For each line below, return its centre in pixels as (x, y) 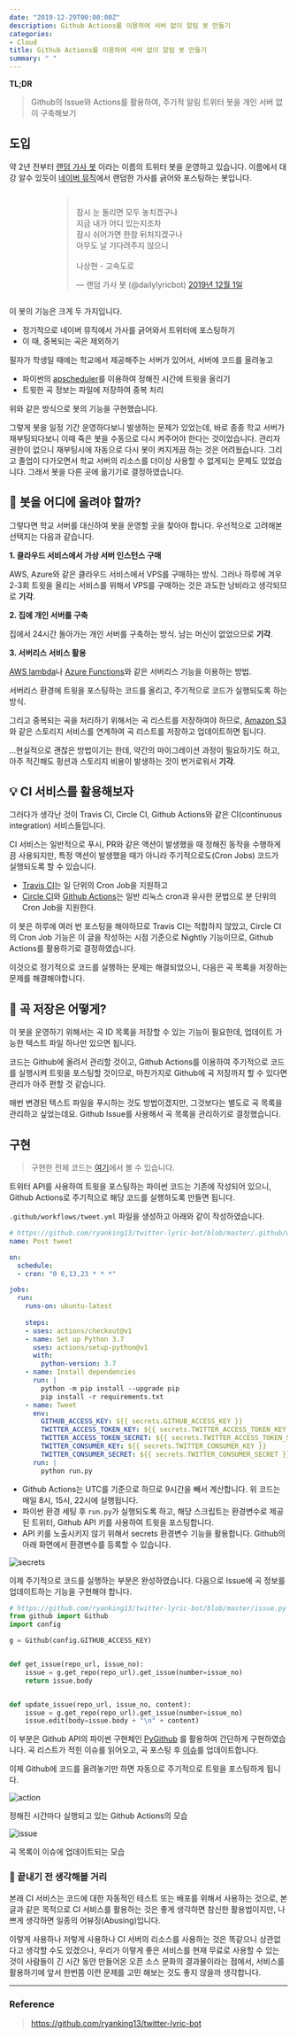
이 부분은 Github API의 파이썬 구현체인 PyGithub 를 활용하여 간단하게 (129, 1739)
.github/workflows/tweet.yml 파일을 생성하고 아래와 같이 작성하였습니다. (137, 1216)
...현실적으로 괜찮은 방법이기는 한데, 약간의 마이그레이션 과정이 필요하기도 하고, (145, 750)
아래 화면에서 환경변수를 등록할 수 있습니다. (96, 1544)
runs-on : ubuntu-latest (69, 1306)
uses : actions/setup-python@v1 (90, 1347)
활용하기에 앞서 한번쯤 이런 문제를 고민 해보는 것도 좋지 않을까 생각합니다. (135, 1972)
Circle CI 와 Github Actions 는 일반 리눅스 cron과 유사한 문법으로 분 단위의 (149, 896)
